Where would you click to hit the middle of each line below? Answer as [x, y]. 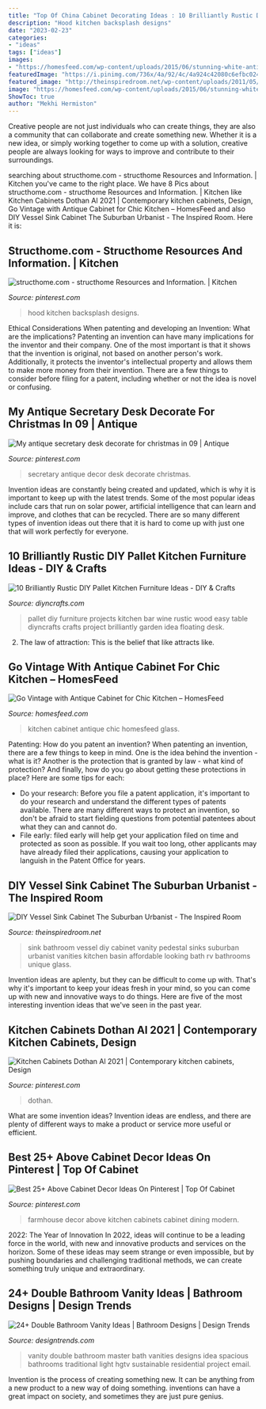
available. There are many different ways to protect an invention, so [129, 810]
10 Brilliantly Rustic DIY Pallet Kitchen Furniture [127, 556]
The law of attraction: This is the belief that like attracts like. [117, 642]
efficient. [23, 1132]
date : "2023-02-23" [40, 30]
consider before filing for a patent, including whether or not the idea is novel [133, 378]
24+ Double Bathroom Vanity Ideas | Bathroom [125, 1294]
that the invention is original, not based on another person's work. [116, 353]
